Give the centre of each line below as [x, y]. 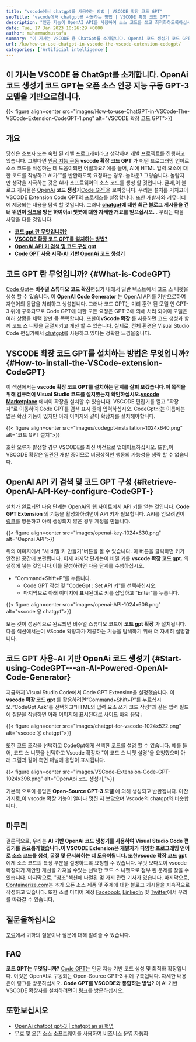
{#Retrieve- [155, 482]
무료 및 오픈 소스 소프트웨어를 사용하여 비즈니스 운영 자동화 [81, 1033]
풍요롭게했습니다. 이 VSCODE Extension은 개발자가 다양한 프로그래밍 [100, 848]
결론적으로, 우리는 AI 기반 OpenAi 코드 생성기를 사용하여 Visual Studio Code [94, 841]
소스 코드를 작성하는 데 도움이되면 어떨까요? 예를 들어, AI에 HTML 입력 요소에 [94, 168]
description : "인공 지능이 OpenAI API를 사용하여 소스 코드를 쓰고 [79, 22]
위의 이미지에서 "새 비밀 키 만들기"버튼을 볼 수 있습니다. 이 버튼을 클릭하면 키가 [95, 551]
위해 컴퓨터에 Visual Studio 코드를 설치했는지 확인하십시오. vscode [83, 394]
